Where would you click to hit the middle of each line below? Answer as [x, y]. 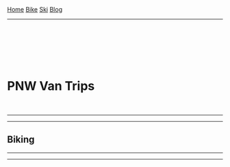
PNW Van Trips [51, 86]
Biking [21, 140]
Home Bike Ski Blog [35, 9]
